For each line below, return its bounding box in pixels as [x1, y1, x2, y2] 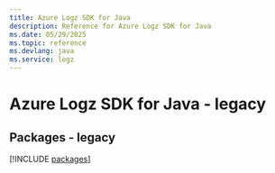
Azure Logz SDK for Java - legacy [9, 94, 267, 114]
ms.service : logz [9, 55, 75, 64]
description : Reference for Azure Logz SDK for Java [9, 22, 212, 31]
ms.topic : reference [9, 38, 87, 48]
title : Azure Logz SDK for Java [9, 13, 131, 23]
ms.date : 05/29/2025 [9, 30, 87, 39]
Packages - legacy [9, 130, 115, 145]
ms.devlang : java [9, 47, 75, 56]
